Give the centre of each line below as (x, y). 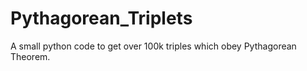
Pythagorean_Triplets (101, 18)
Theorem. (30, 56)
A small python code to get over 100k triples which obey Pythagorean (153, 46)
